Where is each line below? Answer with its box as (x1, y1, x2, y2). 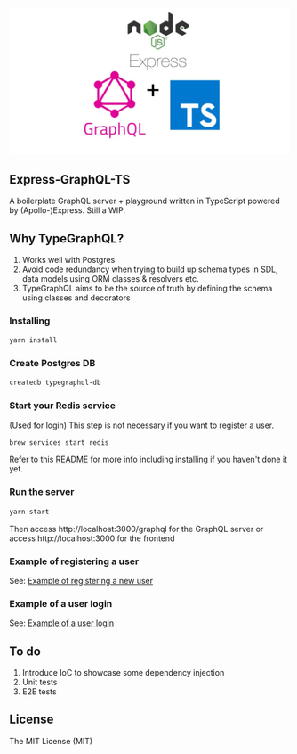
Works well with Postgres (21, 254, 116, 265)
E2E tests (21, 686, 57, 697)
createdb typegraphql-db (9, 378, 101, 388)
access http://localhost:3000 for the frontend (9, 533, 175, 544)
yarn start (9, 507, 50, 516)
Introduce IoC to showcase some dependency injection (21, 668, 225, 678)
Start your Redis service (9, 399, 116, 412)
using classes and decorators (21, 292, 131, 303)
